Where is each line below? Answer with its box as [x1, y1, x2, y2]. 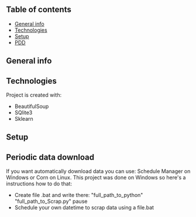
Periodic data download [6, 152, 95, 162]
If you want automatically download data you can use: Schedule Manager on [6, 168, 191, 175]
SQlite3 [14, 109, 33, 116]
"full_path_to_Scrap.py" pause [14, 198, 88, 205]
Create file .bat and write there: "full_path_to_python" [14, 192, 143, 199]
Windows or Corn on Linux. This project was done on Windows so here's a [6, 174, 186, 181]
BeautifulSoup [14, 103, 49, 110]
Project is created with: [6, 91, 62, 99]
